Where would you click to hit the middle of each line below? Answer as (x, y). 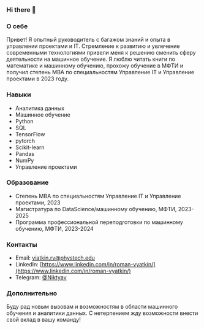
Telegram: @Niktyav (41, 277)
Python (24, 121)
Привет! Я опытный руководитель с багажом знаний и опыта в (88, 40)
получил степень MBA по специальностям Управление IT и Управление (100, 72)
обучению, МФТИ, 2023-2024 (54, 228)
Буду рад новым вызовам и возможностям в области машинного (92, 307)
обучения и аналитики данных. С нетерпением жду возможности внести (102, 313)
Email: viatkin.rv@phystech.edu (55, 258)
